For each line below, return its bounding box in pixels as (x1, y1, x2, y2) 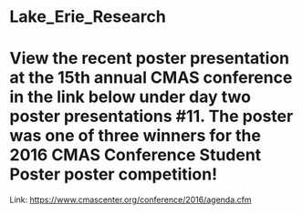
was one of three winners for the (9, 126, 262, 147)
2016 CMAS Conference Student (9, 145, 262, 166)
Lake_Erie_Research (9, 6, 166, 27)
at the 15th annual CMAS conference (9, 67, 293, 88)
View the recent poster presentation (9, 48, 290, 69)
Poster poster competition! (9, 164, 217, 185)
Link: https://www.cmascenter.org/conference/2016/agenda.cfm (9, 194, 253, 206)
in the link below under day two (9, 87, 251, 107)
